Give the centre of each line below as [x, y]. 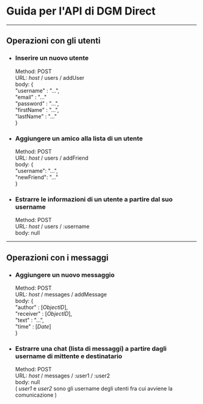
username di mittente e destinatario [69, 356]
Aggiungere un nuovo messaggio [65, 275]
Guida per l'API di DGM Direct [81, 11]
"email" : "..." [31, 97]
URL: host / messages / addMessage [61, 294]
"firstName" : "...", [37, 109]
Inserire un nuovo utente [52, 58]
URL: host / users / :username [52, 226]
